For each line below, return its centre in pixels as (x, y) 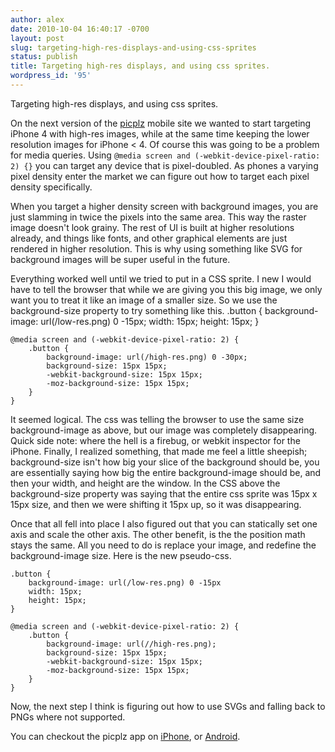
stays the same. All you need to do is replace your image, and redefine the (163, 545)
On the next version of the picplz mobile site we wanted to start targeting (161, 123)
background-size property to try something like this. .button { (136, 310)
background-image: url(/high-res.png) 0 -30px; (147, 357)
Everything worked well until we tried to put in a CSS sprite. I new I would (161, 278)
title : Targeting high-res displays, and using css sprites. (140, 66)
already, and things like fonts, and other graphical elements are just (149, 238)
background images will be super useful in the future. (120, 259)
